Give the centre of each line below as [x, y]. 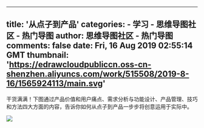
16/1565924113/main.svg [55, 83]
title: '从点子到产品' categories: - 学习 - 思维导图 [97, 25]
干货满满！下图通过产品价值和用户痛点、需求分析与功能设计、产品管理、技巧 [102, 99]
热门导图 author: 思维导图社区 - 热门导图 [97, 36]
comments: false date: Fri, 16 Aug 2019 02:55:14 [100, 46]
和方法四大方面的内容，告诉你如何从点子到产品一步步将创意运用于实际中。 [99, 106]
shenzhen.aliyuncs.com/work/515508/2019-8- [98, 74]
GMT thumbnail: [38, 55]
